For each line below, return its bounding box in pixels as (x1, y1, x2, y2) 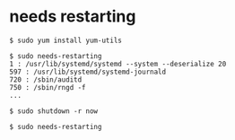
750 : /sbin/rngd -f (9, 83, 87, 92)
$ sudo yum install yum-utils (9, 36, 123, 45)
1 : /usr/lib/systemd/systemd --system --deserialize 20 (9, 59, 227, 68)
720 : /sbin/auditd (9, 74, 83, 84)
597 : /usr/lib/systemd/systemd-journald (9, 67, 167, 76)
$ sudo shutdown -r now (9, 106, 99, 116)
